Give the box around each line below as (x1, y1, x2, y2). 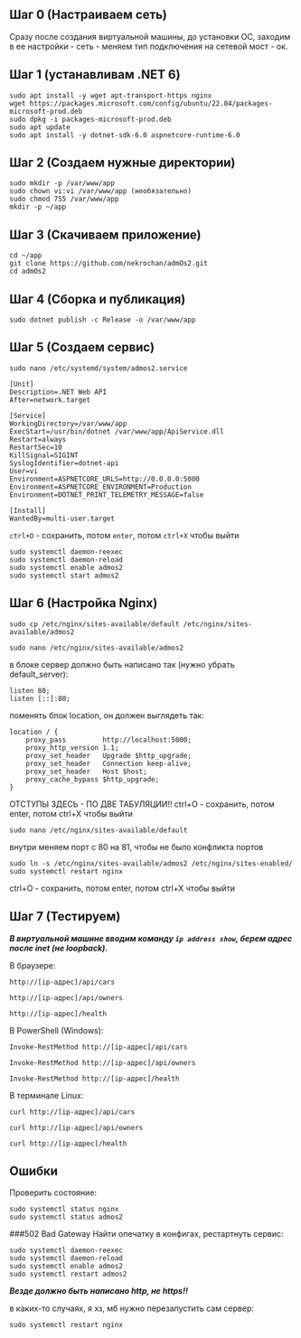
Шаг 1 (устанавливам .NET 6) (9, 67, 181, 82)
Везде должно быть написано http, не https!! (9, 1286, 188, 1296)
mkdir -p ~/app (9, 202, 67, 211)
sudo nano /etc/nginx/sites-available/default (9, 826, 188, 835)
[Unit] (9, 379, 34, 388)
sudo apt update (9, 122, 71, 132)
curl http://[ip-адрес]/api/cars (9, 1107, 136, 1117)
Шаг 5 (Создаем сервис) (9, 340, 155, 355)
